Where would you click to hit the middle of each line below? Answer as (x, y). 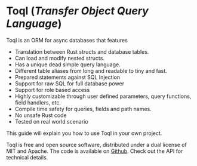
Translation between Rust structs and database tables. (82, 51)
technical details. (27, 157)
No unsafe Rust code (41, 115)
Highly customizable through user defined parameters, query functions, (103, 96)
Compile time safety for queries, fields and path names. (83, 109)
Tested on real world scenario (51, 121)
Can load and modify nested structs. (59, 58)
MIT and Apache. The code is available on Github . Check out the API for (95, 151)
